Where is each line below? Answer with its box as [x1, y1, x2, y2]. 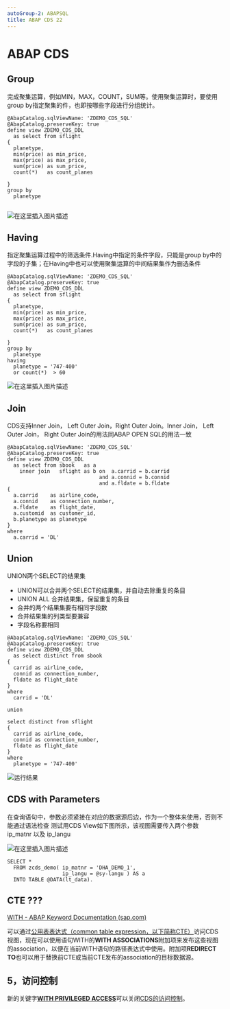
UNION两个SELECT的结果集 [7, 571, 86, 580]
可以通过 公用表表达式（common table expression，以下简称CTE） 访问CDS [7, 927, 219, 936]
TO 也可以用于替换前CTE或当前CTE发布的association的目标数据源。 [7, 953, 197, 961]
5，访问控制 [7, 975, 58, 986]
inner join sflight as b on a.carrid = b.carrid [19, 468, 170, 475]
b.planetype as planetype [13, 516, 88, 523]
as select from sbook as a [13, 462, 97, 469]
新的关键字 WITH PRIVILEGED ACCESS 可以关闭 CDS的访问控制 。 [7, 995, 189, 1003]
